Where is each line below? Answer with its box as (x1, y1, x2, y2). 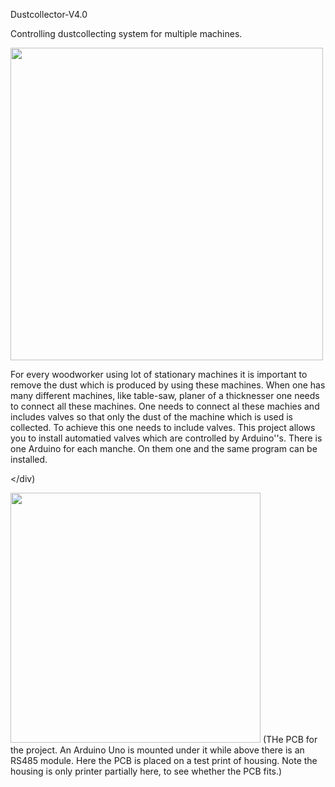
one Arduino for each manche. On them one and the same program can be (10, 443, 318, 454)
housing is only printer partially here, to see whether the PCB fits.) (10, 765, 283, 777)
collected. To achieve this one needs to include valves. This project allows (10, 422, 316, 433)
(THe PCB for (262, 734, 318, 745)
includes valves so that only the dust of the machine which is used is (10, 411, 294, 423)
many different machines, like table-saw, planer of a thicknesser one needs (10, 390, 320, 401)
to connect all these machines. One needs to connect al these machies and (10, 400, 320, 412)
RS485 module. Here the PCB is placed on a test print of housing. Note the (10, 755, 318, 766)
